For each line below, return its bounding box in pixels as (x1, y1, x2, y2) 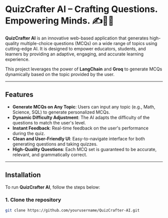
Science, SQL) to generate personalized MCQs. (12, 109, 110, 115)
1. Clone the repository (5, 196, 61, 203)
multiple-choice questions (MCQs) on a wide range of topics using (20, 40, 157, 46)
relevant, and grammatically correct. (12, 151, 87, 157)
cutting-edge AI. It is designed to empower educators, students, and (5, 45, 146, 51)
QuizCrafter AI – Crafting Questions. (5, 3, 158, 15)
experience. (5, 56, 30, 62)
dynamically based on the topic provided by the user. (5, 71, 115, 77)
